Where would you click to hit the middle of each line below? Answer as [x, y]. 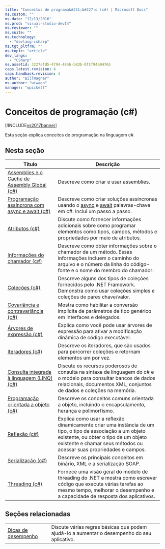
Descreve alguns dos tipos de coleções [103, 279]
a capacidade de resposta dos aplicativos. [107, 496]
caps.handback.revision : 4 [33, 74]
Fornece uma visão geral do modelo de [103, 472]
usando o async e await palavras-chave [104, 205]
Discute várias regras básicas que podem [99, 527]
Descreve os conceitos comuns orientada [106, 398]
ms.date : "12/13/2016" [28, 19]
